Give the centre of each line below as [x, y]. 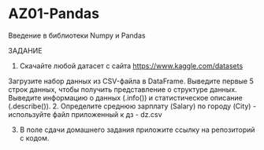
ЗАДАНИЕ [25, 50]
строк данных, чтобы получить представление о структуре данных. [123, 89]
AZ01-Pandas [54, 14]
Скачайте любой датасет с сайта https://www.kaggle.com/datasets [131, 66]
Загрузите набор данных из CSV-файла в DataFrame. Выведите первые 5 [131, 81]
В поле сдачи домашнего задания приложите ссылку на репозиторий [137, 130]
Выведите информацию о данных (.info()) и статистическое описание [125, 97]
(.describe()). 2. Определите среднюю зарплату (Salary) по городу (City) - [132, 106]
